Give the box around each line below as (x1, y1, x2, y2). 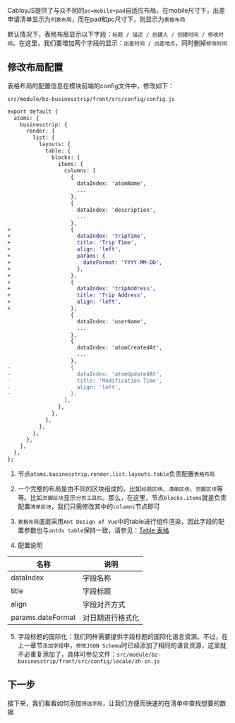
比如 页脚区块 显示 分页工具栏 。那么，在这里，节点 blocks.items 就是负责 (30, 494, 227, 502)
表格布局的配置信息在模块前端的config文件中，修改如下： (7, 81, 174, 90)
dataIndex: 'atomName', (76, 180, 147, 187)
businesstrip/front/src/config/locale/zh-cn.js (17, 658, 160, 665)
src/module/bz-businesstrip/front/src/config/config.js (7, 95, 175, 102)
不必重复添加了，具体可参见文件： (17, 650, 117, 659)
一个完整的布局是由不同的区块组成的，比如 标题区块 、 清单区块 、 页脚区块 (17, 484, 217, 493)
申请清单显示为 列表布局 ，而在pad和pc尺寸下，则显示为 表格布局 (7, 15, 186, 23)
